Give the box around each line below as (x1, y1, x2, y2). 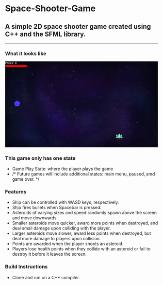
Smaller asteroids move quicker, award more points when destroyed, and (12, 220, 158, 226)
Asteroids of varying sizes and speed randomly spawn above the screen (12, 210, 157, 216)
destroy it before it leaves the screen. (12, 251, 87, 257)
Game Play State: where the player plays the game (12, 166, 113, 171)
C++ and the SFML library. (5, 30, 86, 38)
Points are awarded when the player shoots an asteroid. (12, 241, 124, 247)
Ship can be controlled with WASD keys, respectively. (12, 199, 119, 205)
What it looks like (5, 50, 47, 57)
